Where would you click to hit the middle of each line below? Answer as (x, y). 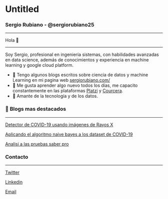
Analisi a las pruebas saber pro (37, 144)
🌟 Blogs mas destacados (36, 109)
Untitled (22, 9)
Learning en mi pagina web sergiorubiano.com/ (61, 80)
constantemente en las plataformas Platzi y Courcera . (68, 91)
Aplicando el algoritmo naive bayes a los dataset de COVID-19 (69, 134)
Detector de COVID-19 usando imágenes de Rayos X (59, 124)
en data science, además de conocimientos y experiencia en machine (77, 60)
